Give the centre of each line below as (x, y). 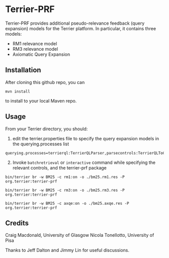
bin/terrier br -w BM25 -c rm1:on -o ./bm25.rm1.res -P (65, 177)
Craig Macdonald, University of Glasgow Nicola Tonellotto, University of (80, 235)
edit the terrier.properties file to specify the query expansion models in (86, 138)
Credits (17, 223)
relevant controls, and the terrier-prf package (60, 167)
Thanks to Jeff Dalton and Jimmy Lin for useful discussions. (67, 250)
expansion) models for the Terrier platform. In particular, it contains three (81, 28)
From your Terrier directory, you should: (47, 129)
